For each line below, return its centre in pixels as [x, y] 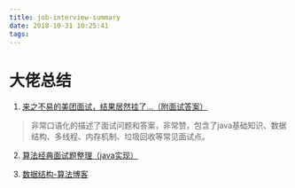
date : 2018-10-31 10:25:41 [59, 26]
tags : [19, 34]
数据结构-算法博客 [55, 175]
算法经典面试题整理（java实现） [80, 155]
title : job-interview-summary [65, 17]
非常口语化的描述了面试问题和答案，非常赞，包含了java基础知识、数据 [159, 126]
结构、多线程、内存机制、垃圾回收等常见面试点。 [120, 137]
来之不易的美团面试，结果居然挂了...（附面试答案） [115, 106]
